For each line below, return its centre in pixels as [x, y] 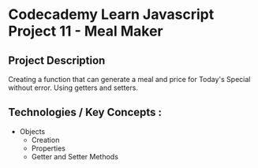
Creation [45, 140]
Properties [48, 148]
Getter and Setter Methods [75, 156]
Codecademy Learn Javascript [111, 15]
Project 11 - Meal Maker [86, 31]
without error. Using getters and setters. [73, 88]
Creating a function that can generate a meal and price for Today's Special [129, 79]
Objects [32, 131]
